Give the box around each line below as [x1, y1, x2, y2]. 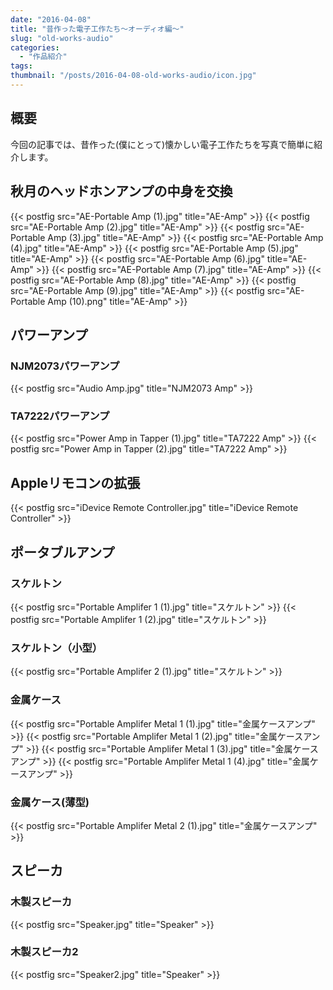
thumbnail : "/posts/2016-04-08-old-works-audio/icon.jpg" [10, 71, 257, 81]
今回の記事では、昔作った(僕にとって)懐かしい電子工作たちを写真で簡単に [10, 138, 315, 150]
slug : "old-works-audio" [10, 33, 114, 43]
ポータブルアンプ [10, 544, 115, 561]
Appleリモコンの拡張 [10, 474, 141, 491]
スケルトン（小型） [10, 641, 103, 655]
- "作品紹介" [19, 52, 68, 62]
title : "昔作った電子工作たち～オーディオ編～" [10, 24, 185, 34]
